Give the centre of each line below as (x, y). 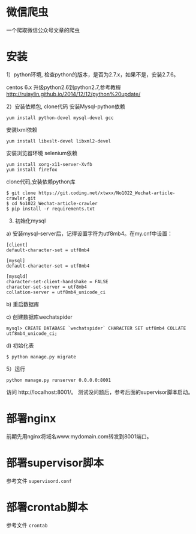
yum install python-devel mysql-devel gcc (60, 118)
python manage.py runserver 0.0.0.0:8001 (59, 380)
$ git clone (21, 193)
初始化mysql (30, 221)
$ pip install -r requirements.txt (51, 209)
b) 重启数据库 (23, 304)
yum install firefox (32, 170)
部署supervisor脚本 (55, 463)
